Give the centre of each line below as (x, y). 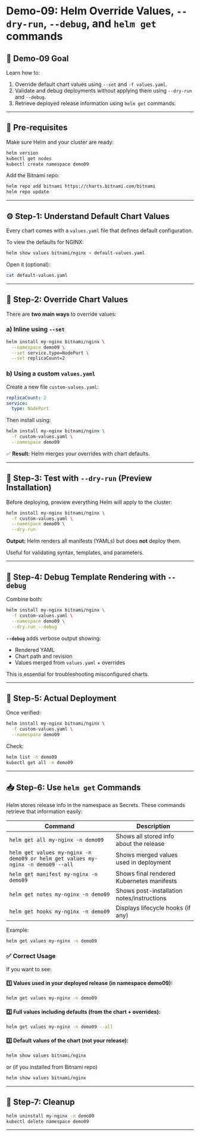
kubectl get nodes (29, 158)
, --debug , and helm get (100, 24)
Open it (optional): (28, 264)
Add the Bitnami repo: (33, 176)
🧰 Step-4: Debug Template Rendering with (86, 577)
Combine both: (24, 599)
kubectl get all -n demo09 (40, 762)
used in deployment (143, 862)
